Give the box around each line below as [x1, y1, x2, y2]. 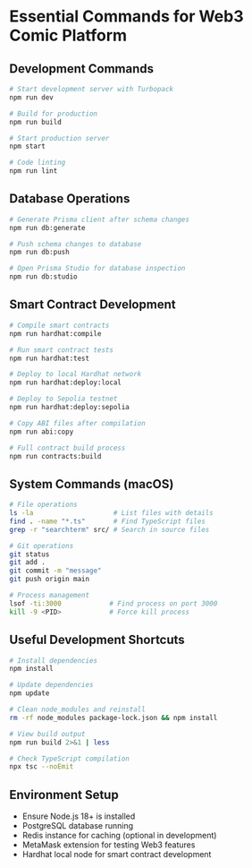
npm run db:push [9, 248, 70, 257]
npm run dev [9, 92, 54, 102]
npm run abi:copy [9, 427, 74, 436]
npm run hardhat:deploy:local [9, 378, 122, 387]
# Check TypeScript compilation [9, 754, 130, 763]
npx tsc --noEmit [9, 762, 74, 771]
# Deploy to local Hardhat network [9, 370, 142, 379]
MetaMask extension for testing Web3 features [21, 839, 196, 850]
